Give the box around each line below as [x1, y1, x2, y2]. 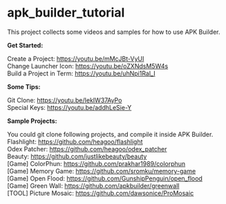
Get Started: [7, 41, 44, 49]
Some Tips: [7, 82, 41, 91]
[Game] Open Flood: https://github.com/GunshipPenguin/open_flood [7, 174, 203, 183]
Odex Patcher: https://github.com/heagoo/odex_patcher [7, 145, 167, 153]
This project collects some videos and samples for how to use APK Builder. [7, 28, 220, 36]
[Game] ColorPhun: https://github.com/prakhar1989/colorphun [7, 159, 186, 167]
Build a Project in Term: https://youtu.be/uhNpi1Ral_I [7, 69, 156, 77]
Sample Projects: [7, 116, 57, 125]
